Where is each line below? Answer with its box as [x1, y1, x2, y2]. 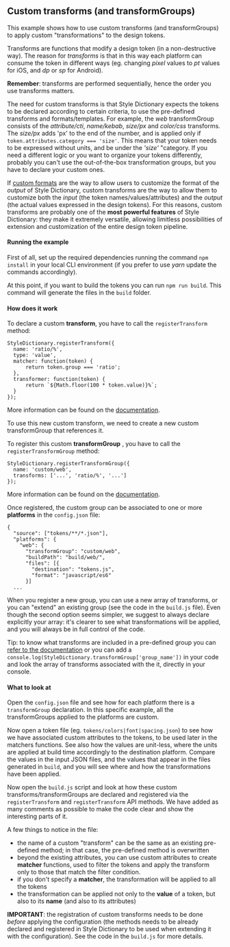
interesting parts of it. [7, 812, 68, 821]
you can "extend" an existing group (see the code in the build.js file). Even [7, 603, 221, 612]
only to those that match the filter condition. [16, 868, 141, 876]
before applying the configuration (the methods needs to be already [7, 918, 199, 926]
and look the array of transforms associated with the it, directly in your [7, 661, 205, 669]
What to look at [7, 683, 51, 691]
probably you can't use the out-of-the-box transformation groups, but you [7, 158, 216, 167]
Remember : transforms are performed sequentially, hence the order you [7, 79, 212, 88]
